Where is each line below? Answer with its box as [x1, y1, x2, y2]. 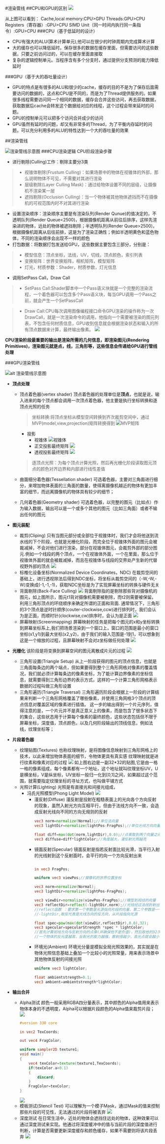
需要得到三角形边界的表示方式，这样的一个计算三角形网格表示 [32, 677, 158, 683]
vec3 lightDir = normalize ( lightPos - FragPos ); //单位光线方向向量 [34, 823, 161, 828]
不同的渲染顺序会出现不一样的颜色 [21, 235, 90, 241]
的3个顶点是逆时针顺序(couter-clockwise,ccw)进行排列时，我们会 [19, 607, 152, 612]
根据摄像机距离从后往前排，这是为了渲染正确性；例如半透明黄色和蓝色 [12, 229, 155, 235]
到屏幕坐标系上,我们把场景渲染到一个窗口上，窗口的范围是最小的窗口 [19, 625, 159, 631]
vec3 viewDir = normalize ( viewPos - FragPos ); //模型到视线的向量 [34, 898, 156, 903]
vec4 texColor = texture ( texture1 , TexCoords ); [28, 1061, 121, 1066]
